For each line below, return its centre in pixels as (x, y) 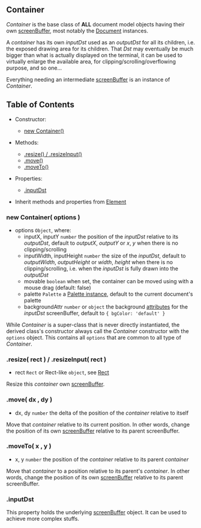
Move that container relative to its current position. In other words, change (98, 424)
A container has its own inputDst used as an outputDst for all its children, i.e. (101, 42)
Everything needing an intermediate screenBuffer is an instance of (88, 79)
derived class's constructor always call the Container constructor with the (97, 331)
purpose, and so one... (34, 68)
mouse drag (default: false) (57, 287)
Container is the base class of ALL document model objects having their (95, 24)
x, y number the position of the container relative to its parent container (102, 459)
